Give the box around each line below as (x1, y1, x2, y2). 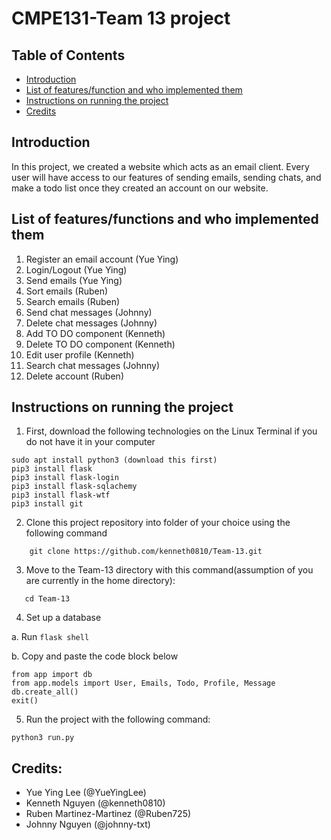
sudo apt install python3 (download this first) (11, 455, 218, 466)
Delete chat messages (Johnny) (25, 317, 158, 329)
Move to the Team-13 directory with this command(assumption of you (25, 564, 314, 576)
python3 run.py (11, 733, 75, 743)
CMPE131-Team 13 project (11, 7, 231, 30)
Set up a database (25, 612, 102, 624)
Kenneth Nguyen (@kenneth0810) (25, 797, 166, 809)
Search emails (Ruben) (25, 295, 121, 307)
